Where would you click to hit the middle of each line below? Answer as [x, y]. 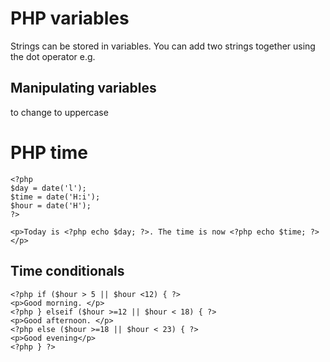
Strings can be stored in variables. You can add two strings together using [163, 46]
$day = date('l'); [48, 188]
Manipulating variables [83, 88]
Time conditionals [67, 271]
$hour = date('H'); [51, 205]
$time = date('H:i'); [55, 197]
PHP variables [70, 18]
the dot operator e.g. [53, 56]
